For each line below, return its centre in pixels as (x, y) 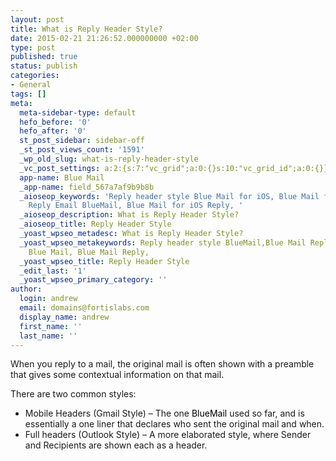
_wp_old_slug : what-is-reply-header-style (109, 159)
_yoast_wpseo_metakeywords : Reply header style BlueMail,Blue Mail (163, 242)
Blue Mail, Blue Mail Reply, (89, 252)
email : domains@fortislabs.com (84, 308)
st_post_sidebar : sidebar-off (82, 141)
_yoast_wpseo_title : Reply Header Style (104, 261)
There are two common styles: (73, 394)
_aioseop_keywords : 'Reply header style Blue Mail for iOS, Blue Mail (169, 196)
